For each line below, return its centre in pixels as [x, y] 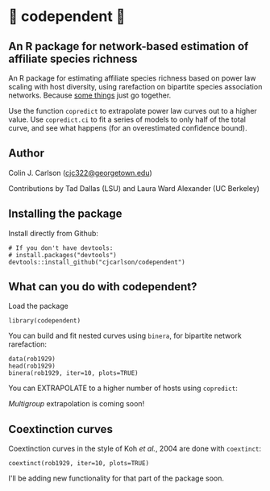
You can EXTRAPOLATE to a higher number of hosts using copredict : [123, 388]
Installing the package [65, 214]
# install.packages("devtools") [62, 255]
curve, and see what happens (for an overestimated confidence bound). [128, 128]
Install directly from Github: [54, 233]
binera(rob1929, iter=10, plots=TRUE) [73, 373]
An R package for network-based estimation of [129, 46]
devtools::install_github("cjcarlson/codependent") [97, 262]
